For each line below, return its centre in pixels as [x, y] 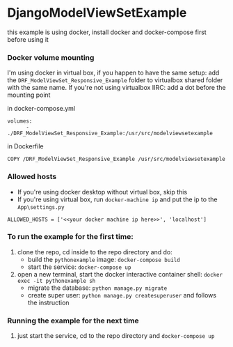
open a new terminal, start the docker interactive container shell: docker [120, 274]
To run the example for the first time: [70, 237]
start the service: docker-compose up [79, 267]
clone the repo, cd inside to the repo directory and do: [95, 252]
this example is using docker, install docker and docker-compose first [107, 32]
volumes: [20, 121]
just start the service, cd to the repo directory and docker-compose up [116, 336]
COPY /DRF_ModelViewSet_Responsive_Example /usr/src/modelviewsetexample [116, 159]
